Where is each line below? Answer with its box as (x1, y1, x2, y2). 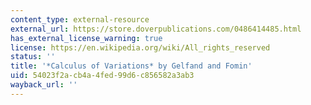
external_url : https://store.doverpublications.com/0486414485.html (10, 24, 302, 34)
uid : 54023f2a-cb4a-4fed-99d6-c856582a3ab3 (10, 71, 195, 81)
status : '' (10, 52, 56, 62)
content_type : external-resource (10, 14, 150, 25)
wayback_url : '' (10, 80, 78, 90)
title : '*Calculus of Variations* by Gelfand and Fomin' (10, 61, 253, 71)
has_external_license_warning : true (10, 33, 163, 43)
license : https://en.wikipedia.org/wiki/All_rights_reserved (10, 42, 271, 53)
